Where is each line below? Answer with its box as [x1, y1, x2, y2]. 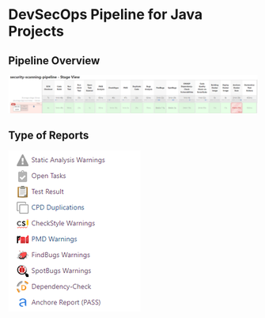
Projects [8, 22, 65, 40]
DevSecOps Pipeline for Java [8, 6, 203, 24]
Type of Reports [8, 129, 89, 142]
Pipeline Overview [8, 54, 100, 67]
